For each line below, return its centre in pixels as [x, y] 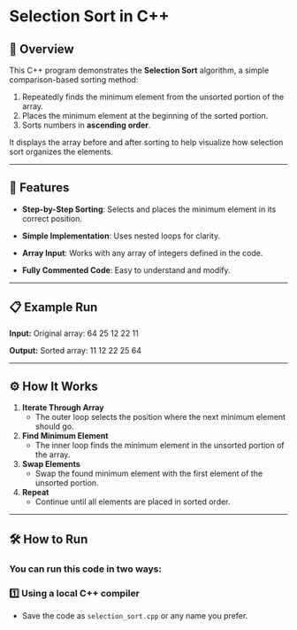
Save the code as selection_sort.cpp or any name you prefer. [135, 616]
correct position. [52, 218]
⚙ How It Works [54, 387]
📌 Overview [42, 49]
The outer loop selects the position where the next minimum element [160, 417]
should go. [54, 426]
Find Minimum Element [65, 436]
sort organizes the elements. [61, 152]
